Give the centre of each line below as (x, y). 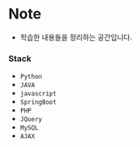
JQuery (31, 120)
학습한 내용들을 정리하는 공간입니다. (76, 37)
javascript (38, 94)
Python (31, 77)
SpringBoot (38, 102)
